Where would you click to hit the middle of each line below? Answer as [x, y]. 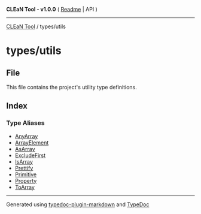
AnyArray [26, 136]
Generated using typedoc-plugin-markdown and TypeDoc [78, 204]
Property [26, 180]
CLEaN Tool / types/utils [36, 26]
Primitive [26, 174]
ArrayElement [32, 142]
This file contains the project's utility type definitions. [71, 87]
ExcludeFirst [30, 155]
